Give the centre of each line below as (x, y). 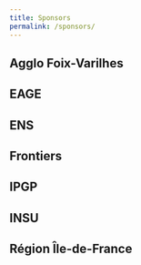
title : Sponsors (40, 18)
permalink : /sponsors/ (52, 26)
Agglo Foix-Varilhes (67, 63)
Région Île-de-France (71, 249)
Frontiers (36, 156)
